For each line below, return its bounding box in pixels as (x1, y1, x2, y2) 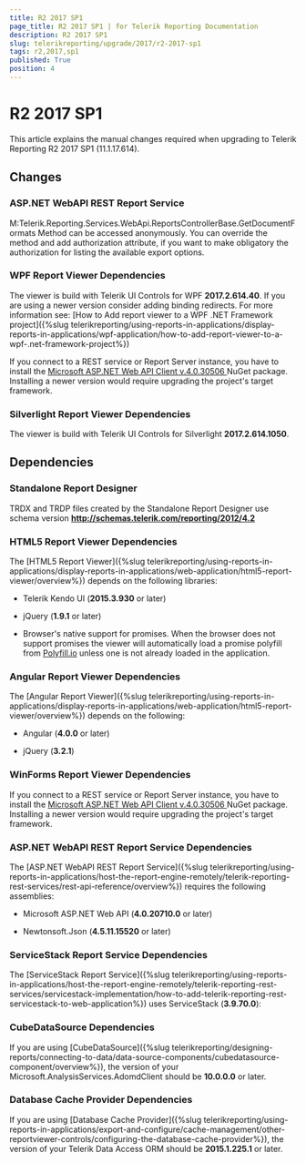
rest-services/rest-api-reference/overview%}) (9, 881, 183, 892)
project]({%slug (9, 319, 69, 330)
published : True (9, 56, 71, 65)
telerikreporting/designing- (171, 1042, 273, 1053)
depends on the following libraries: (87, 576, 218, 587)
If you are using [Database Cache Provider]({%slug (9, 1114, 202, 1125)
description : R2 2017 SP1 (9, 30, 107, 39)
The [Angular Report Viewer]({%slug (9, 691, 148, 702)
